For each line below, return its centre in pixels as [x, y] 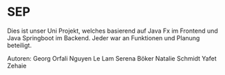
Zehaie [17, 65]
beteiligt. [20, 45]
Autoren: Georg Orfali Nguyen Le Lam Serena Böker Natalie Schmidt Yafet [112, 58]
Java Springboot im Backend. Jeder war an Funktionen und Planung [104, 37]
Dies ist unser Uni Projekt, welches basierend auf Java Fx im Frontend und [112, 31]
